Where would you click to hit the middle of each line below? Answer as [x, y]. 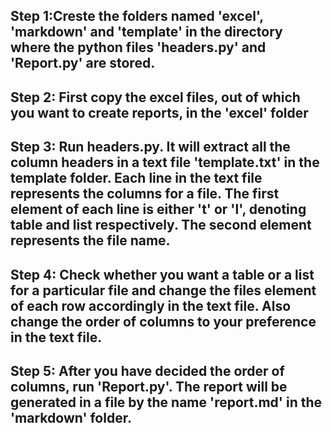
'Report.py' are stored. [83, 63]
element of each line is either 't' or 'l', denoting [158, 209]
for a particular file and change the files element [163, 290]
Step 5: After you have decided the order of [147, 370]
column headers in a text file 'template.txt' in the [165, 162]
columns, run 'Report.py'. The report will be [149, 386]
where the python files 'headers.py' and [138, 47]
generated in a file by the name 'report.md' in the [166, 402]
